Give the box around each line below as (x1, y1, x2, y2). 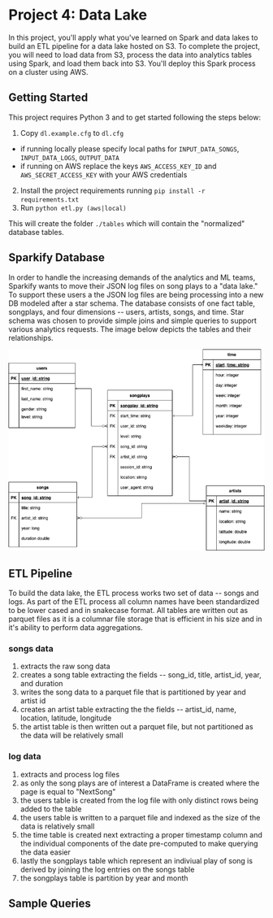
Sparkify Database (8, 250, 106, 265)
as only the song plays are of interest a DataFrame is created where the (19, 778, 260, 788)
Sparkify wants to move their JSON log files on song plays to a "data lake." (8, 281, 258, 290)
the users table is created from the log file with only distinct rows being (19, 795, 258, 805)
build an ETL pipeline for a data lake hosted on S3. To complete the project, (8, 41, 260, 50)
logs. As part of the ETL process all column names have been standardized (8, 596, 260, 607)
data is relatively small (19, 821, 95, 831)
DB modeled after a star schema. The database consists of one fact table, (8, 298, 256, 308)
